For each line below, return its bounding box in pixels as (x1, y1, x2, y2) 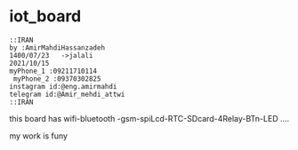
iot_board (9, 6, 82, 27)
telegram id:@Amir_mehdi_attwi (9, 90, 125, 99)
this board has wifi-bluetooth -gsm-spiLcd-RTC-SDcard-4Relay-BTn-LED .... (9, 113, 290, 123)
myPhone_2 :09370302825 (12, 74, 101, 83)
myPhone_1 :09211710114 (9, 67, 98, 75)
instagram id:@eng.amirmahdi (9, 82, 117, 91)
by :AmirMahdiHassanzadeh (9, 43, 105, 52)
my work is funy (9, 130, 68, 141)
